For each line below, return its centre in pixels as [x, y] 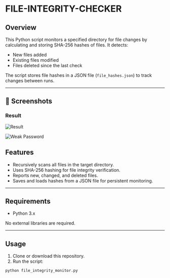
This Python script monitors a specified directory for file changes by [76, 39]
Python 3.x [24, 213]
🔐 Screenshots [29, 101]
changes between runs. [30, 81]
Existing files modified [36, 60]
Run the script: [28, 261]
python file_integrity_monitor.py [42, 271]
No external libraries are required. [40, 223]
